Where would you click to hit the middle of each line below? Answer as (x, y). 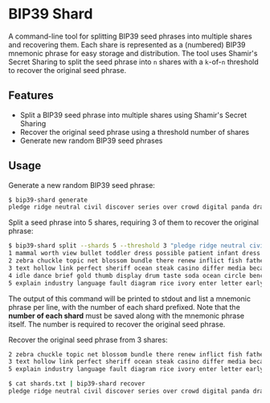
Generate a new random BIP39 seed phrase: (82, 185)
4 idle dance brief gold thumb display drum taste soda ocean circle (127, 275)
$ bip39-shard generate (48, 200)
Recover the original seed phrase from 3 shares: (88, 340)
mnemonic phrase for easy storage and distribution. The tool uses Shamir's (133, 53)
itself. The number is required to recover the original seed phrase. (117, 324)
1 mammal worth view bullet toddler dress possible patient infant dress (135, 254)
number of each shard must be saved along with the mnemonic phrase (127, 315)
